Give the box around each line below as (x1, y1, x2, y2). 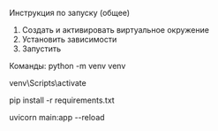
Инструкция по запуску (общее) (9, 8, 131, 18)
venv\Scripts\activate (9, 78, 86, 88)
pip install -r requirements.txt (9, 95, 115, 105)
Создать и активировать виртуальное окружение (21, 25, 210, 35)
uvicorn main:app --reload (9, 112, 105, 122)
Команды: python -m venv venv (9, 61, 126, 71)
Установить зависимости (21, 35, 117, 44)
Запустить (21, 43, 62, 54)
